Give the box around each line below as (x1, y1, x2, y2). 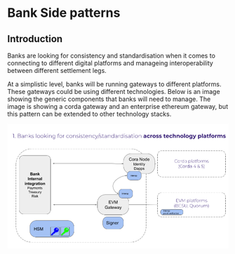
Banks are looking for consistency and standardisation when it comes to (7, 51, 216, 60)
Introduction (7, 33, 63, 45)
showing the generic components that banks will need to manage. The (7, 95, 211, 103)
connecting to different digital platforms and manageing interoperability (7, 59, 214, 67)
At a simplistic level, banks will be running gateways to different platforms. (7, 80, 222, 88)
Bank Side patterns (7, 5, 121, 21)
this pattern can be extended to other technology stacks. (7, 110, 172, 118)
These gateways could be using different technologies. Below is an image (7, 88, 220, 95)
